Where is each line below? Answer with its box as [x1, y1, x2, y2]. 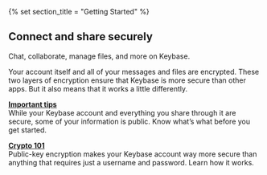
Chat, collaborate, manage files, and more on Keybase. [8, 51, 191, 61]
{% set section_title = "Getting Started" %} [8, 7, 150, 16]
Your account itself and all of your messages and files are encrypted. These [8, 67, 260, 76]
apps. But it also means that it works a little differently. [8, 83, 188, 93]
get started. [8, 124, 47, 135]
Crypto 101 [8, 140, 45, 150]
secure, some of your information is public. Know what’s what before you [8, 116, 251, 126]
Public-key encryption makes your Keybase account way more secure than [8, 149, 257, 159]
